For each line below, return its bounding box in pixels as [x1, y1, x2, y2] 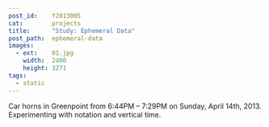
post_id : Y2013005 [8, 11, 82, 20]
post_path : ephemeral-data [8, 34, 103, 43]
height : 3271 [23, 64, 67, 72]
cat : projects [8, 19, 82, 27]
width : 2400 [23, 57, 67, 65]
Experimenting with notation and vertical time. [8, 109, 162, 119]
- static [15, 79, 45, 87]
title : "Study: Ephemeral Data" [8, 27, 136, 35]
